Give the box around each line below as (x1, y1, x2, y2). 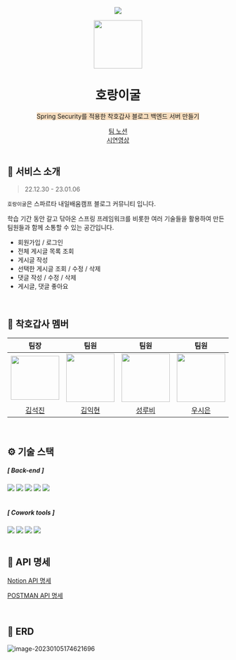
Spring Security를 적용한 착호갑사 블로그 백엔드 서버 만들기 (36, 112, 200, 120)
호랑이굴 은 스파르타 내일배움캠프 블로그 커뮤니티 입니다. (7, 199, 156, 207)
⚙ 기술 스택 (7, 446, 55, 458)
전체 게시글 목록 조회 (17, 247, 74, 255)
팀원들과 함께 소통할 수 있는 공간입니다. (7, 223, 114, 231)
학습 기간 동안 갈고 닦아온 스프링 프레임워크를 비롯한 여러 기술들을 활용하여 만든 (7, 214, 225, 223)
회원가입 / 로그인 (17, 238, 63, 246)
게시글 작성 (17, 255, 48, 264)
